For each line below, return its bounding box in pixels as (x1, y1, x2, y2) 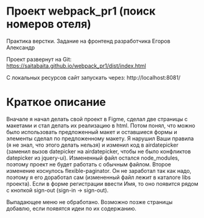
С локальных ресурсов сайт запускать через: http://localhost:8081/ (6, 74, 181, 81)
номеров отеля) (6, 17, 91, 31)
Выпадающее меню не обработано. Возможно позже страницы (6, 198, 173, 205)
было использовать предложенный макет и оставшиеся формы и (6, 128, 178, 135)
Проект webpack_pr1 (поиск (6, 4, 156, 18)
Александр (6, 44, 35, 51)
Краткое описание (6, 96, 107, 109)
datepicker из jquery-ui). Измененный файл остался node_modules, (6, 154, 180, 161)
